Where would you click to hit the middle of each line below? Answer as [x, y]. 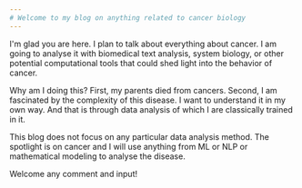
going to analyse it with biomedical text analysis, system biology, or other [147, 53]
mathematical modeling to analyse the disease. [98, 156]
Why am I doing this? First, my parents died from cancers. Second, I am [143, 90]
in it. [17, 119]
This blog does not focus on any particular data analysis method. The [140, 136]
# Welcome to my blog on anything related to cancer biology [128, 18]
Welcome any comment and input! [74, 173]
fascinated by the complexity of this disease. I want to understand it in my [148, 100]
